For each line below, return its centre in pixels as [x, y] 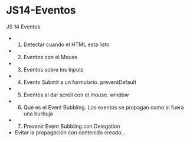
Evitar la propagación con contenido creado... [70, 132]
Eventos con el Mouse [50, 57]
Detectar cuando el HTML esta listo [66, 44]
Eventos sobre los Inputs [53, 69]
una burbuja [38, 114]
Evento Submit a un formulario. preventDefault [80, 82]
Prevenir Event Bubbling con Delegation [72, 126]
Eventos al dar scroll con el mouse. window [76, 95]
